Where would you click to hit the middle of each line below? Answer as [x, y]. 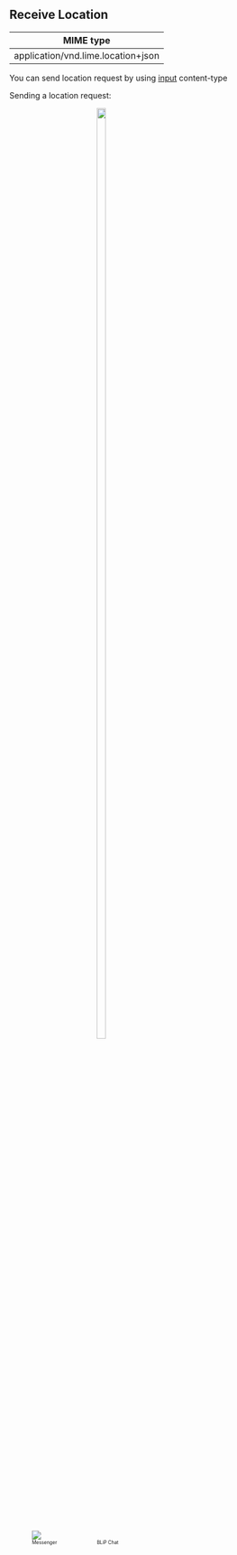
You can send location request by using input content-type [118, 78]
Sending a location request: [60, 95]
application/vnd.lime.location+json [87, 55]
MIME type [87, 40]
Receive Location [59, 15]
